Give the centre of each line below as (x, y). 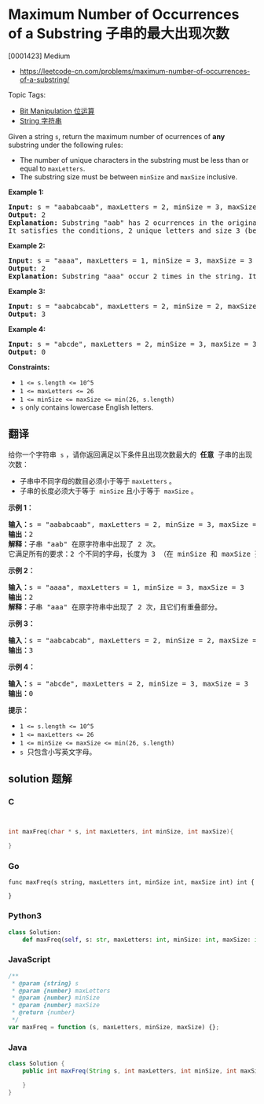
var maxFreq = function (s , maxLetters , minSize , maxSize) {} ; (114, 1027)
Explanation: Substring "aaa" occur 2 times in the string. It (132, 276)
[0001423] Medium (39, 56)
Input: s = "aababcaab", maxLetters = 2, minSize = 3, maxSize (132, 207)
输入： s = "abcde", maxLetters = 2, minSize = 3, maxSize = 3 (128, 683)
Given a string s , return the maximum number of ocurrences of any (117, 136)
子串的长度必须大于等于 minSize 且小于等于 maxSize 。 (108, 491)
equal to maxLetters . (52, 168)
